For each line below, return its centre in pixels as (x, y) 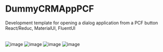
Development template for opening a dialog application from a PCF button (82, 23)
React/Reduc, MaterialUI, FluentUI (40, 28)
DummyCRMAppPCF (50, 9)
